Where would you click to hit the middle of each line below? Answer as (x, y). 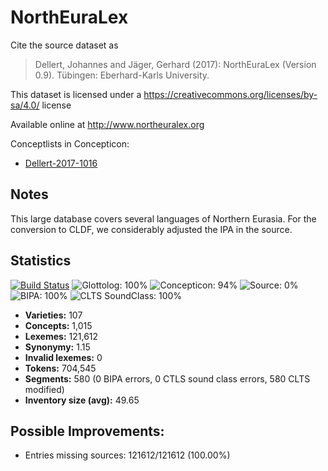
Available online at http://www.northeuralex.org (107, 124)
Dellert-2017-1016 (61, 163)
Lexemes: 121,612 (61, 336)
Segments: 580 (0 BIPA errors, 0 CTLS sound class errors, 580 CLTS (167, 378)
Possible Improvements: (87, 431)
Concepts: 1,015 (58, 325)
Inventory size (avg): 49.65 (82, 400)
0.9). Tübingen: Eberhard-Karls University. (122, 75)
